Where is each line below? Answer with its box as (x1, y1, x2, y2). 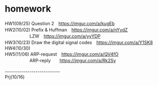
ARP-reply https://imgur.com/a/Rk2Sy (29, 57, 116, 63)
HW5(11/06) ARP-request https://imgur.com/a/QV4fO (5, 51, 119, 57)
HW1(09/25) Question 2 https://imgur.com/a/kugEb (5, 20, 115, 26)
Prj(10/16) (5, 74, 25, 80)
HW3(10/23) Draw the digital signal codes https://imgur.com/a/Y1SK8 (5, 39, 153, 46)
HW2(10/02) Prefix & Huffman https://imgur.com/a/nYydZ (5, 26, 128, 33)
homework (5, 3, 51, 15)
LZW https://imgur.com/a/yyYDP (29, 33, 101, 39)
